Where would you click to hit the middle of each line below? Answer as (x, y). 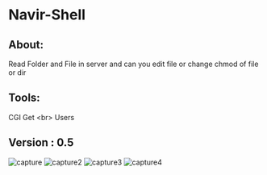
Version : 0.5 (41, 143)
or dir (17, 73)
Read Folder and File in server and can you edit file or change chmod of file (133, 64)
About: (26, 45)
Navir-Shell (47, 15)
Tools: (24, 98)
